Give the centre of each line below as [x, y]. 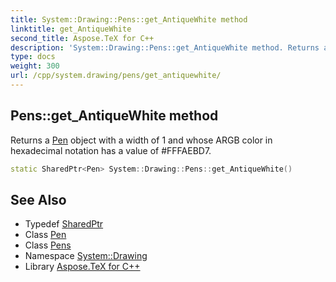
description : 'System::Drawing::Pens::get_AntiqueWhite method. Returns [165, 47]
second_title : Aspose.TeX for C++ [82, 38]
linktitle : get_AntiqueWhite [71, 29]
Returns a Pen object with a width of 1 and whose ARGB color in [141, 140]
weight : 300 [35, 66]
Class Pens [48, 245]
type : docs [33, 57]
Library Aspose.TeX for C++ [82, 267]
